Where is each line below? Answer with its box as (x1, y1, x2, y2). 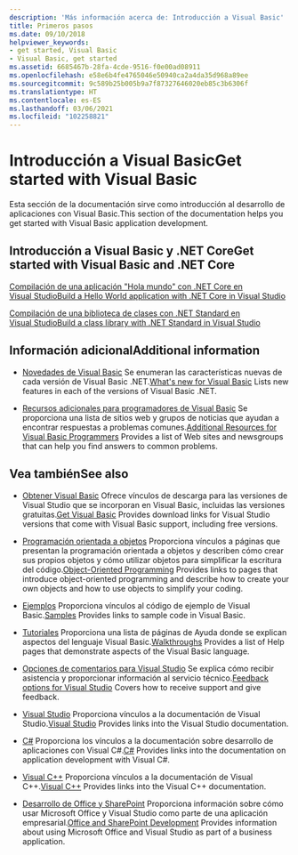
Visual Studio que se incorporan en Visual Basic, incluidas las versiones (21, 499, 286, 510)
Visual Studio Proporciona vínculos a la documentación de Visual (21, 708, 261, 719)
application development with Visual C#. (21, 754, 171, 765)
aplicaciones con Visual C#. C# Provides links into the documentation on (21, 745, 286, 755)
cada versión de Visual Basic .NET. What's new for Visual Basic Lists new (21, 375, 289, 387)
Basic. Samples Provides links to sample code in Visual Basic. (21, 609, 246, 620)
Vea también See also (9, 466, 129, 481)
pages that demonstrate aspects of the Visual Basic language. (21, 646, 250, 657)
